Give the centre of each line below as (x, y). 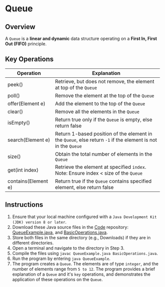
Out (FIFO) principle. (26, 44)
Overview (20, 27)
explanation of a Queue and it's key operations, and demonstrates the (81, 274)
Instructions (24, 205)
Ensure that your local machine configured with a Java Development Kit (84, 217)
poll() (14, 96)
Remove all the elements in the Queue (97, 111)
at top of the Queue (76, 88)
